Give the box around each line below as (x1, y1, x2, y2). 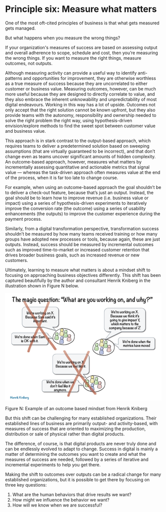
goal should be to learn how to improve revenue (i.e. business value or (5, 195, 149, 201)
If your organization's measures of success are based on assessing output (5, 44, 158, 50)
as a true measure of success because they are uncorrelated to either (5, 81, 148, 86)
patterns (5, 75, 22, 81)
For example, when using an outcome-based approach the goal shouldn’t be (5, 184, 162, 190)
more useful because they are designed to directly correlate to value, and (5, 91, 155, 97)
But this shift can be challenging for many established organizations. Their (5, 415, 157, 421)
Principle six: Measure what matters (5, 3, 157, 15)
